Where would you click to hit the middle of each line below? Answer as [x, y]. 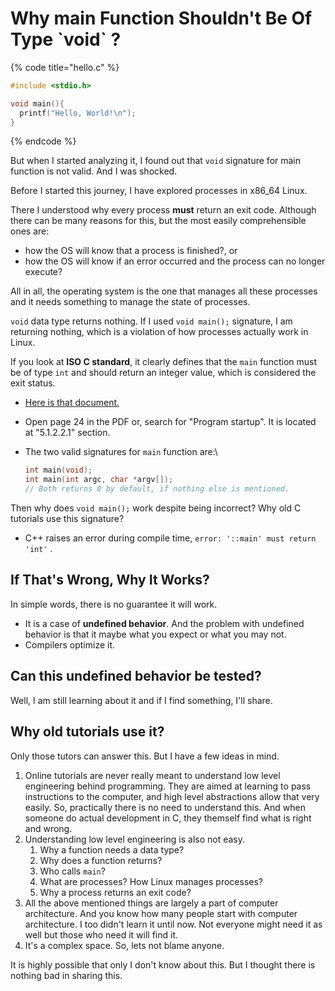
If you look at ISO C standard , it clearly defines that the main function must [164, 362]
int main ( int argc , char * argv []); [99, 480]
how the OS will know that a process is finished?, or [131, 251]
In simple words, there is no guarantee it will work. [114, 604]
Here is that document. [72, 403]
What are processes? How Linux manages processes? [151, 881]
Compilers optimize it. [70, 644]
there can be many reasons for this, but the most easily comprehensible [158, 221]
